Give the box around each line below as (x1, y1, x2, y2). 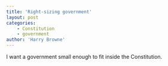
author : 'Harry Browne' (6, 37, 66, 43)
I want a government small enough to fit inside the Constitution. (6, 53, 163, 60)
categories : (6, 20, 36, 26)
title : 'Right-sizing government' (6, 8, 93, 15)
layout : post (6, 14, 39, 20)
